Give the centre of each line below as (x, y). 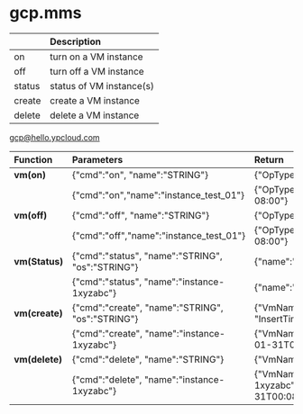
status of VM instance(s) (102, 85)
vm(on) (30, 175)
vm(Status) (39, 261)
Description (75, 41)
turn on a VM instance (96, 57)
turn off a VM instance (96, 71)
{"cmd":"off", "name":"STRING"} (141, 215)
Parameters (97, 159)
